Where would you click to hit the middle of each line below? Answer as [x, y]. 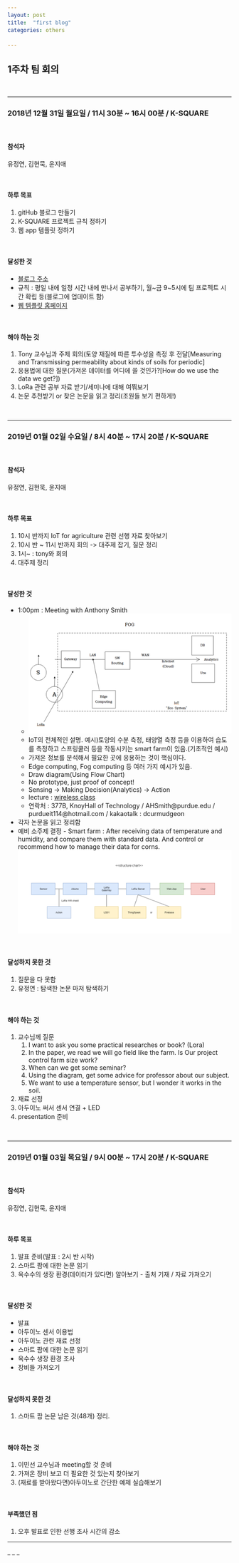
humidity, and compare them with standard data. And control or [111, 839]
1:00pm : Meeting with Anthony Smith [73, 610]
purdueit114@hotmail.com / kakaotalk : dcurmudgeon [106, 813]
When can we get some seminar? [77, 1068]
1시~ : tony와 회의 [42, 553]
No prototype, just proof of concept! [81, 782]
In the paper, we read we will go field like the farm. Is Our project [123, 1053]
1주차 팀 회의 [33, 69]
